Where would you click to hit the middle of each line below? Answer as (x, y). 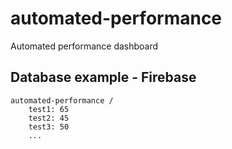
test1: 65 (49, 109)
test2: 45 (49, 118)
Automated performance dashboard (84, 46)
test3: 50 (49, 127)
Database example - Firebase (103, 77)
